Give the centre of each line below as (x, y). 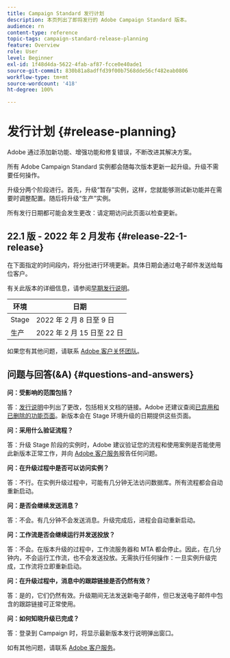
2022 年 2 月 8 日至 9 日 (75, 320)
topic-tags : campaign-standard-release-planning (78, 39)
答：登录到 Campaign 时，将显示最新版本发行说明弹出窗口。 (92, 633)
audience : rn (26, 26)
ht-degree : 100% (30, 90)
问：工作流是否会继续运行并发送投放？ (61, 534)
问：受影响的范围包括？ (40, 392)
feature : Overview (33, 45)
